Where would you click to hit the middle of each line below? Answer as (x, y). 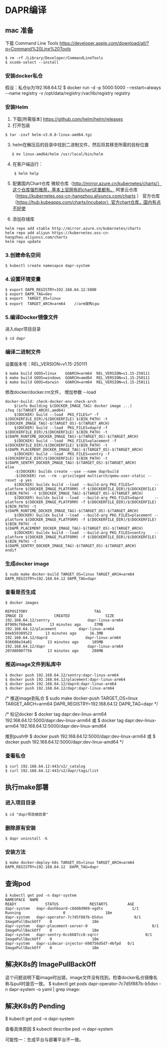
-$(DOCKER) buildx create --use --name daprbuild (67, 471)
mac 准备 (19, 30)
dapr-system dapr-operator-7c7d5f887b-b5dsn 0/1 (73, 918)
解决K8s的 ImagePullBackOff (51, 964)
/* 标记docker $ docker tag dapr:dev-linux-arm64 (56, 714)
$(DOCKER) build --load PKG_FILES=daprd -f (61, 428)
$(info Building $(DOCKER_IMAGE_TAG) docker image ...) (73, 406)
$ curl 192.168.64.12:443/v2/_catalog (45, 766)
